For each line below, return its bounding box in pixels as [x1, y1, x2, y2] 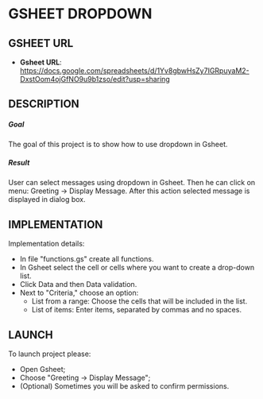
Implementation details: [8, 239, 85, 249]
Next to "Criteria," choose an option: [19, 288, 139, 298]
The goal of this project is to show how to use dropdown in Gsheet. [8, 140, 228, 149]
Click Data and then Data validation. [19, 280, 137, 289]
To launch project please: [8, 349, 91, 358]
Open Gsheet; [19, 364, 66, 374]
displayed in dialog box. [8, 195, 86, 204]
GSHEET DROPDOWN [8, 5, 153, 23]
